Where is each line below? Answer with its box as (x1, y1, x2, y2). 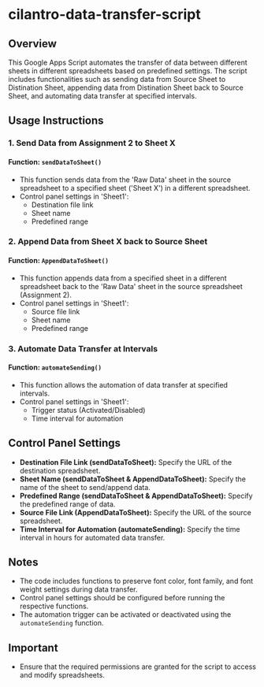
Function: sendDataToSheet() (8, 157, 102, 166)
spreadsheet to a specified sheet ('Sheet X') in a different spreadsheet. (19, 183, 251, 192)
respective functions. (19, 601, 89, 611)
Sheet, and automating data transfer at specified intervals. (8, 91, 197, 100)
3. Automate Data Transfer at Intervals (8, 343, 158, 354)
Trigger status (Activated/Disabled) (31, 405, 146, 414)
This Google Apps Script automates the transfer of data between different (8, 58, 248, 67)
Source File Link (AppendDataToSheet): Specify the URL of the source (19, 507, 252, 517)
